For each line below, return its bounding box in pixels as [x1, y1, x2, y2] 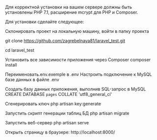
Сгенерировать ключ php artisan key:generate [5, 101, 102, 107]
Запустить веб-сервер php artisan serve [5, 120, 89, 125]
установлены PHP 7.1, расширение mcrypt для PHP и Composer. [5, 9, 138, 15]
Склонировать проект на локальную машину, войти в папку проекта [5, 28, 149, 34]
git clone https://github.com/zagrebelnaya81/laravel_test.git [5, 38, 125, 44]
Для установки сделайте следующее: [5, 19, 84, 24]
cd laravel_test [5, 47, 34, 53]
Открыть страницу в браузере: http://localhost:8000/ [5, 129, 115, 135]
